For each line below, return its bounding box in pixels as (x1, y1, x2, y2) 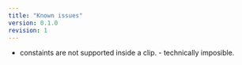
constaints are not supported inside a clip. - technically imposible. (19, 48, 235, 58)
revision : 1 (8, 26, 47, 34)
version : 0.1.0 (8, 19, 59, 27)
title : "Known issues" (8, 11, 83, 20)
